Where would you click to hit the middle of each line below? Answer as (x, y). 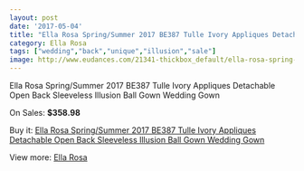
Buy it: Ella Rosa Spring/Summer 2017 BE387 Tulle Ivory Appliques (133, 130)
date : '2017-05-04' (46, 26)
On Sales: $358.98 (45, 113)
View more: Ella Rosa (48, 157)
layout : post (34, 18)
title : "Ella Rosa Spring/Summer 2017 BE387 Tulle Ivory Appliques (139, 34)
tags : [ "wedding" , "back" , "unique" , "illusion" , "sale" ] (113, 52)
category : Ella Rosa (48, 43)
